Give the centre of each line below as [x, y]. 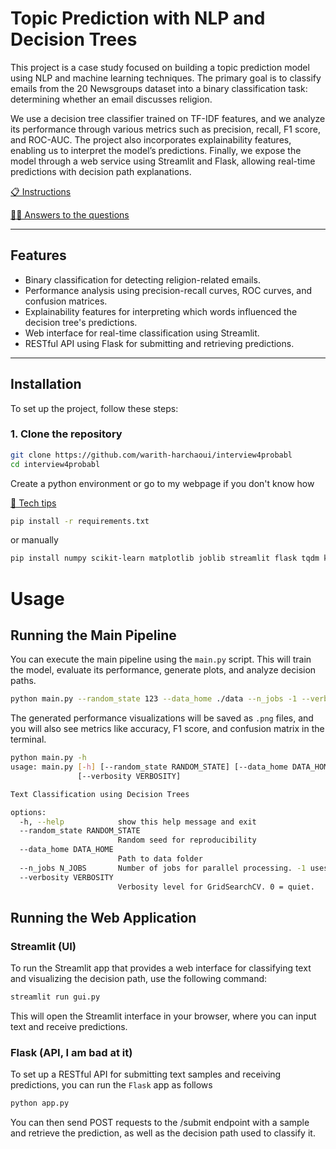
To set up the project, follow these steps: [94, 408]
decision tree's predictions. [81, 322]
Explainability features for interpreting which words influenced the [161, 311]
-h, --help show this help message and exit [138, 822]
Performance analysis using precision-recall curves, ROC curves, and [168, 290]
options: [28, 812]
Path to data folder [160, 859]
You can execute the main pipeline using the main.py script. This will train [161, 659]
